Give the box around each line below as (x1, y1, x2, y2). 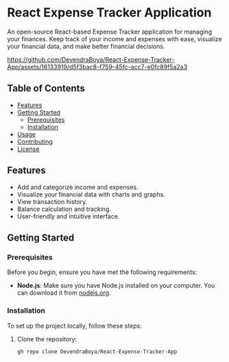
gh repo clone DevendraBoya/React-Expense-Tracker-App (16, 348, 178, 355)
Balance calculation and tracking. (16, 205, 112, 213)
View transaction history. (16, 197, 88, 205)
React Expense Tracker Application (7, 5, 212, 21)
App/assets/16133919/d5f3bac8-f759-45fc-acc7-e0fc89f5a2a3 (7, 63, 188, 71)
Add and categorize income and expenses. (16, 183, 138, 191)
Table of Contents (7, 82, 86, 94)
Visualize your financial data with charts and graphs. (16, 190, 166, 199)
